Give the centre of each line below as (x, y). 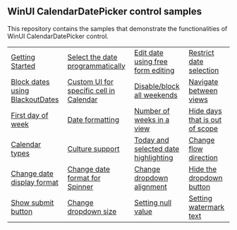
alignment (150, 186)
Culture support (93, 149)
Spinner (80, 186)
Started (23, 66)
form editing (154, 70)
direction (203, 157)
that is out (205, 119)
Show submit (32, 202)
